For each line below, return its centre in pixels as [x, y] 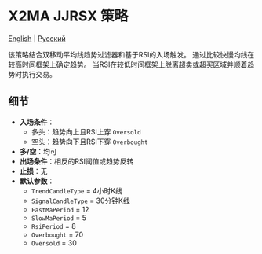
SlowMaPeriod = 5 [58, 218]
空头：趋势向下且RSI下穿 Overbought [89, 142]
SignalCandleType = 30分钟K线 [81, 201]
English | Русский [37, 38]
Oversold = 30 [54, 243]
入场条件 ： [37, 122]
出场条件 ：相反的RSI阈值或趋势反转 [76, 161]
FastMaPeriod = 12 [60, 209]
